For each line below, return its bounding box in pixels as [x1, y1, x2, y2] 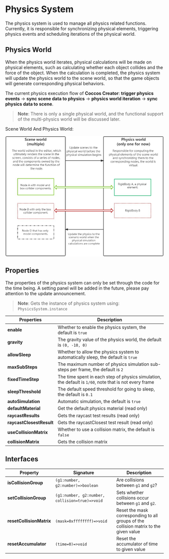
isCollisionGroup [7, 479, 43, 485]
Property [20, 470, 39, 476]
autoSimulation [7, 399, 40, 405]
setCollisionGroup [7, 494, 46, 500]
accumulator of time [116, 541, 158, 547]
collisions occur [116, 494, 149, 500]
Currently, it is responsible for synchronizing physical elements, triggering [5, 25, 158, 31]
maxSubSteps [7, 364, 38, 370]
